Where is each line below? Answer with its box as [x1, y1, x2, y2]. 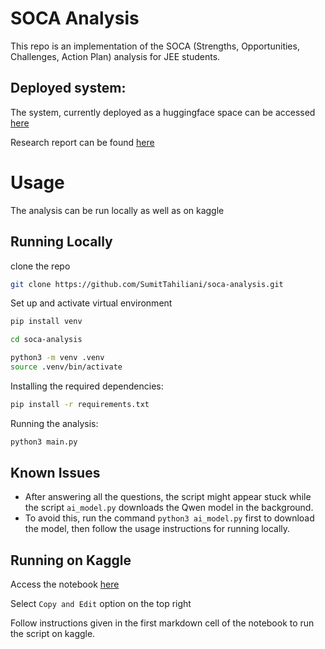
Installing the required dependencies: [10, 380, 164, 392]
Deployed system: [10, 80, 127, 97]
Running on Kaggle [10, 552, 132, 569]
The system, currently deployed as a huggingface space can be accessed [10, 106, 316, 118]
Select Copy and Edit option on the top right [10, 598, 192, 610]
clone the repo [10, 260, 71, 272]
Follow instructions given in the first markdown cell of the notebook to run [10, 617, 315, 629]
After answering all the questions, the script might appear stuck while [24, 491, 312, 503]
